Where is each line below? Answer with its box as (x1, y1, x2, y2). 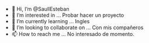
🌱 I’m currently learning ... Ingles (11, 18, 90, 24)
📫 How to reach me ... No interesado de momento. (11, 31, 134, 37)
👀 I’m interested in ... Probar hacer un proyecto (11, 12, 124, 19)
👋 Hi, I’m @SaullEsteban (11, 6, 70, 12)
